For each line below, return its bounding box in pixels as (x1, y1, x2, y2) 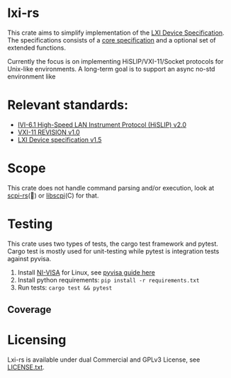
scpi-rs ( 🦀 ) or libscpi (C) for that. (7, 191, 99, 200)
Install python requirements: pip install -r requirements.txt (17, 275, 200, 284)
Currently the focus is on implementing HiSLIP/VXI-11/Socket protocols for (7, 57, 224, 65)
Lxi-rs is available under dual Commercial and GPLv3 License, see (7, 355, 201, 364)
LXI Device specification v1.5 (17, 135, 102, 144)
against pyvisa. (7, 254, 52, 263)
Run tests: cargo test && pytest (17, 283, 113, 292)
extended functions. (7, 43, 66, 52)
